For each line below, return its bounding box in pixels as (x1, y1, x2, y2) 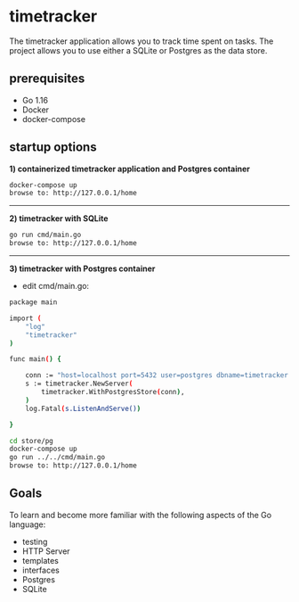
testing (21, 536, 48, 547)
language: (9, 519, 46, 530)
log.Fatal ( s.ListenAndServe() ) (25, 404, 141, 413)
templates (21, 555, 60, 565)
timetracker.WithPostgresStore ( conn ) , (41, 388, 185, 397)
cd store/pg (9, 436, 53, 445)
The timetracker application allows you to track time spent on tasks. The (9, 36, 274, 46)
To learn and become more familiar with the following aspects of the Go (9, 509, 272, 520)
